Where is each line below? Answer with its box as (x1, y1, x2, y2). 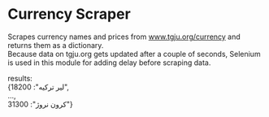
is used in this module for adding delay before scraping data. (7, 58, 211, 67)
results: (7, 73, 33, 83)
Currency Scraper (7, 5, 131, 24)
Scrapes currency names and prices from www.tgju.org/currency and (7, 32, 241, 41)
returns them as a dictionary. (7, 40, 104, 50)
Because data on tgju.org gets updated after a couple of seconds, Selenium (7, 49, 261, 58)
